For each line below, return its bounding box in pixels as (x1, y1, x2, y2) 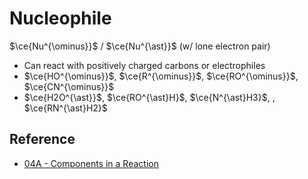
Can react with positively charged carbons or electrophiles (23, 59, 266, 71)
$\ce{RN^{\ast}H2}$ (23, 102, 108, 114)
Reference (9, 131, 76, 148)
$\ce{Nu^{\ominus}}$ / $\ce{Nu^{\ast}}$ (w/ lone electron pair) (9, 40, 271, 52)
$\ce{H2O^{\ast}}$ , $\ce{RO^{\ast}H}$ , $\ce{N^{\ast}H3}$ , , (23, 91, 276, 103)
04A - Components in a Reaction (23, 157, 159, 169)
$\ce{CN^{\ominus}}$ (23, 80, 115, 92)
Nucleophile (9, 7, 112, 30)
